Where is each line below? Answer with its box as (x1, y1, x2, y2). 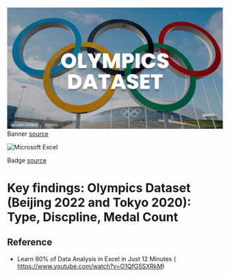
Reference (7, 237, 53, 248)
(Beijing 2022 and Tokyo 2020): (7, 195, 192, 210)
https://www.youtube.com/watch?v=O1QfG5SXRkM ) (16, 262, 165, 270)
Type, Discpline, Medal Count (7, 209, 179, 225)
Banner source (7, 130, 49, 138)
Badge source (7, 156, 47, 165)
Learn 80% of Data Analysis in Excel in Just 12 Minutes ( (16, 254, 177, 263)
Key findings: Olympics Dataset (7, 180, 191, 195)
